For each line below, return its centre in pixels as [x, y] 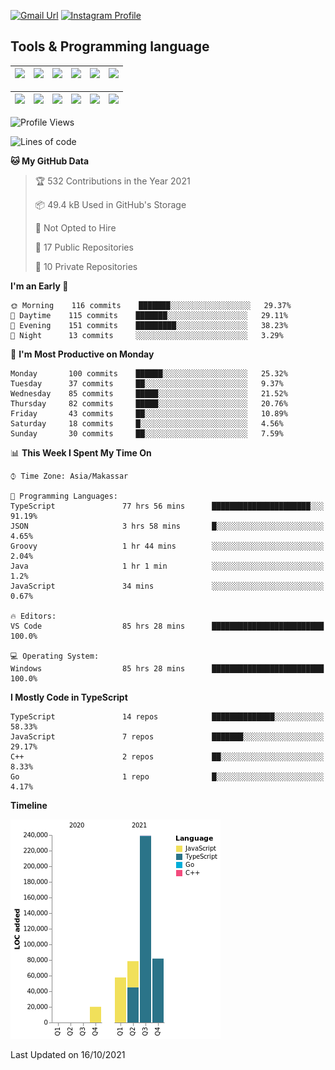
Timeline [29, 805]
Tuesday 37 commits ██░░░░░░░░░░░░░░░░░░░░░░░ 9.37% [147, 383]
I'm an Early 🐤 [39, 286]
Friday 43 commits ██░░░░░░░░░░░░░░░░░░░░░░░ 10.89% [149, 413]
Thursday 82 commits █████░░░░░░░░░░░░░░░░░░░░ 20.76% [149, 403]
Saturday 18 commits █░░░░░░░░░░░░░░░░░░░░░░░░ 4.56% [147, 423]
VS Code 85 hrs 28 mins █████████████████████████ [167, 626]
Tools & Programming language [110, 46]
